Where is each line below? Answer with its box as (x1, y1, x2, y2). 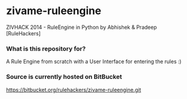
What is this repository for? (6, 44, 86, 52)
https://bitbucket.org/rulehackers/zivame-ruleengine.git (6, 86, 141, 93)
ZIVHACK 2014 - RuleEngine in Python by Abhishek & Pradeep (6, 24, 157, 31)
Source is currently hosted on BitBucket (6, 72, 122, 81)
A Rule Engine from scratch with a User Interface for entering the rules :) (6, 58, 182, 65)
